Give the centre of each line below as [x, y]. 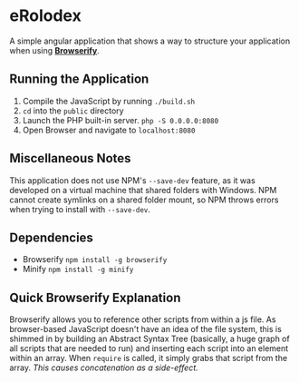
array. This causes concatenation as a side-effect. [104, 367]
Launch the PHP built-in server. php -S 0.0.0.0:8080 [121, 120]
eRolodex [45, 16]
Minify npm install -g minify [78, 269]
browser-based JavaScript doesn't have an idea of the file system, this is [146, 329]
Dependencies [51, 237]
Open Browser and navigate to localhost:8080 [109, 130]
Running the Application [79, 79]
